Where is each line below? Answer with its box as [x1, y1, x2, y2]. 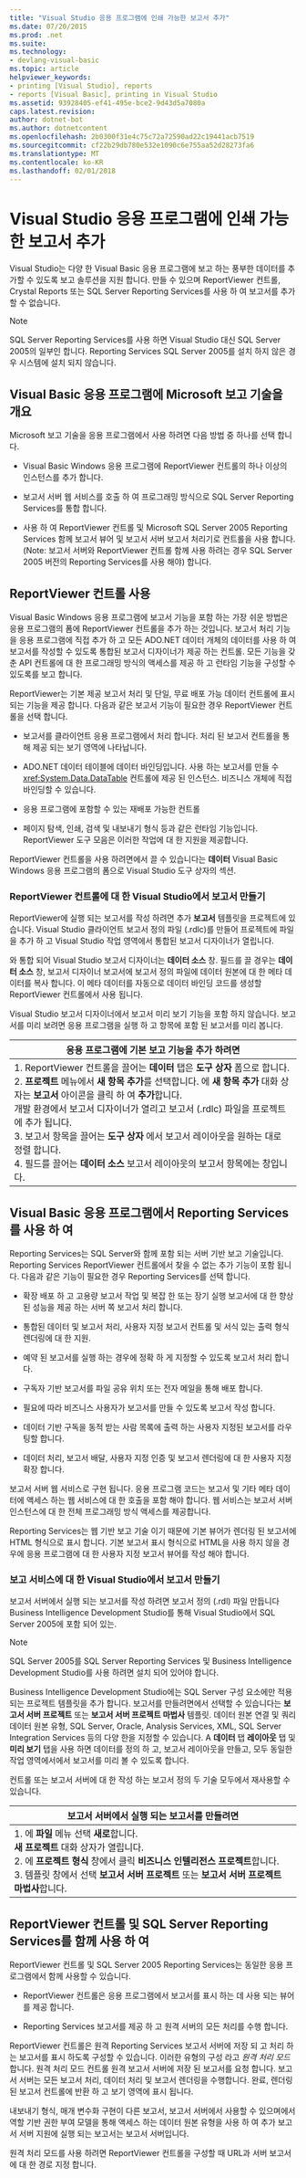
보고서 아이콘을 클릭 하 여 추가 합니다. [33, 1089, 183, 1101]
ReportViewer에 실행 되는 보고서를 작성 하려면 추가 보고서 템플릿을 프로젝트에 [9, 912, 287, 923]
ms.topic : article [9, 65, 79, 74]
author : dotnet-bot [9, 115, 84, 124]
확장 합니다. [22, 1464, 66, 1475]
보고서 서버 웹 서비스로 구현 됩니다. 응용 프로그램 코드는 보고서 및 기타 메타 [9, 1483, 274, 1494]
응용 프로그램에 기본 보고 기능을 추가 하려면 [66, 1044, 240, 1057]
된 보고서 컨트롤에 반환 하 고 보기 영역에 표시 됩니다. [9, 2086, 194, 2097]
